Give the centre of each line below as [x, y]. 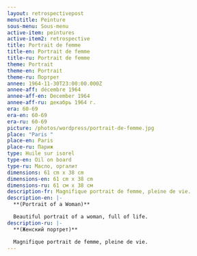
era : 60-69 [23, 109]
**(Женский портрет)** [45, 229]
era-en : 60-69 [27, 115]
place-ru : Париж [30, 147]
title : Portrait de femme [44, 45]
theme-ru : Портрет [33, 77]
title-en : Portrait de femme [49, 52]
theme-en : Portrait [35, 71]
